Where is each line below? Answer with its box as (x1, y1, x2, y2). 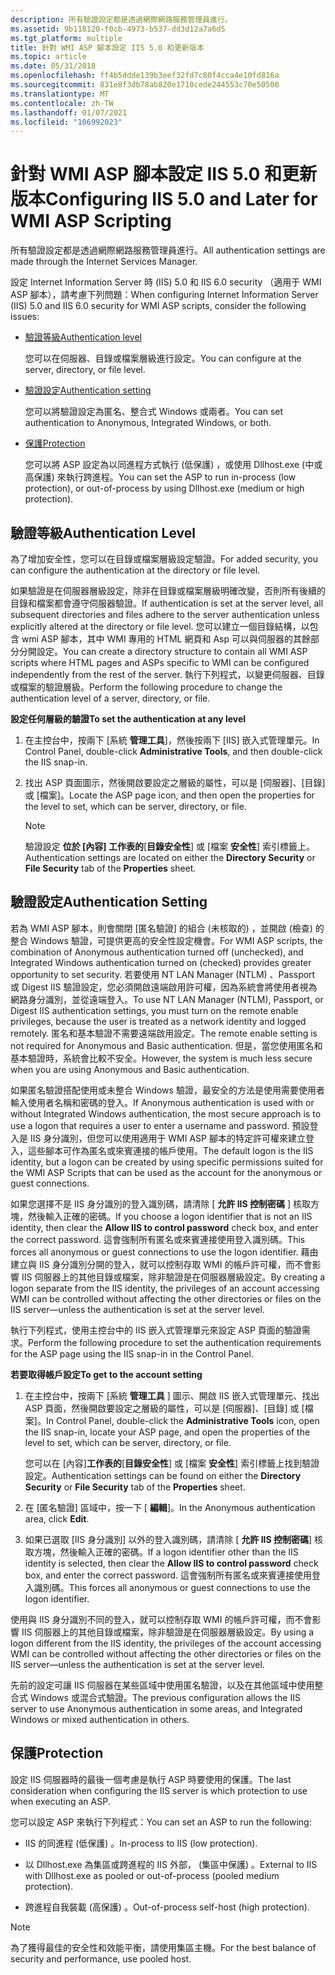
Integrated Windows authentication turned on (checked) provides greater (10, 956, 312, 968)
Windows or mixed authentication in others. (10, 1713, 190, 1725)
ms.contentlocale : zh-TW (10, 98, 114, 108)
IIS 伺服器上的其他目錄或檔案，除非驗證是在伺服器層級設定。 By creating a (21, 1271, 326, 1283)
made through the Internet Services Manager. (10, 256, 198, 268)
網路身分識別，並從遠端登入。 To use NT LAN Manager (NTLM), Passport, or (10, 993, 324, 1005)
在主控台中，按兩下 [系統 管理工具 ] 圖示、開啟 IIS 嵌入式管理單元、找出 (24, 1389, 320, 1401)
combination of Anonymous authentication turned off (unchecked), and (10, 946, 304, 958)
